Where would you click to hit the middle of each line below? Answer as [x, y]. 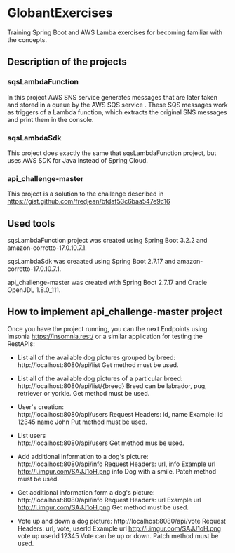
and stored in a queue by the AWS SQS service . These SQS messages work [117, 105]
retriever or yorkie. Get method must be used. [83, 393]
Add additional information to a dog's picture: [83, 456]
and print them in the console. [51, 119]
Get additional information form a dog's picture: [86, 492]
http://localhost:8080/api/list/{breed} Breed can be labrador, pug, [112, 386]
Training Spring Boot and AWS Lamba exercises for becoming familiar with [115, 32]
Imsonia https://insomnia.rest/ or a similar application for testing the [105, 336]
